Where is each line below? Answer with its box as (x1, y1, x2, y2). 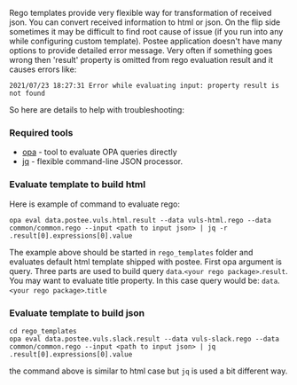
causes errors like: (9, 64, 77, 75)
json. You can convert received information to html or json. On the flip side (9, 17, 281, 27)
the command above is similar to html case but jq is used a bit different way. (9, 365, 288, 376)
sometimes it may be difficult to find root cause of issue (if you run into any (9, 27, 284, 36)
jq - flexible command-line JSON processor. (21, 156, 184, 167)
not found (9, 89, 46, 98)
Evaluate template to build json (9, 306, 145, 318)
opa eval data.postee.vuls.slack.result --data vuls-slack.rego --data (9, 334, 279, 343)
